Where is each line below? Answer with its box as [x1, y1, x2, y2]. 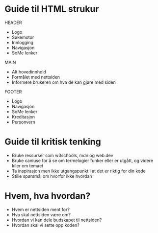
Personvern [11, 119, 35, 125]
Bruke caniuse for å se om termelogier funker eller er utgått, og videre [11, 158, 153, 163]
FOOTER [4, 89, 22, 94]
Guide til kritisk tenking [4, 136, 101, 147]
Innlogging [11, 39, 34, 45]
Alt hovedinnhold [11, 69, 46, 74]
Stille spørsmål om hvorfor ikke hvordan [11, 173, 92, 179]
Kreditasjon [11, 114, 35, 119]
